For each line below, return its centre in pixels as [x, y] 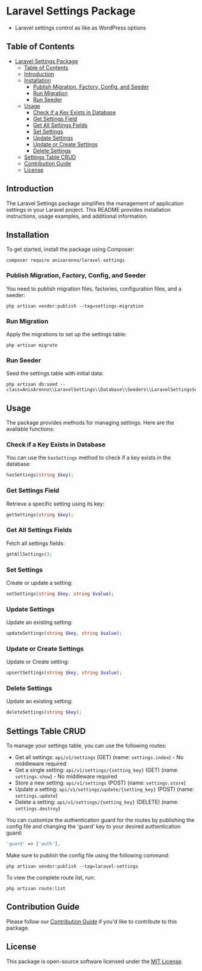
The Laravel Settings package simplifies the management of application [95, 203]
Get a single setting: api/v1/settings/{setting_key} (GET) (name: [97, 770]
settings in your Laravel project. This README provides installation [89, 209]
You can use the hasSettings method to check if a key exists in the [89, 458]
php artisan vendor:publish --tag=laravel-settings [72, 866]
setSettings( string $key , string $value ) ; [60, 594]
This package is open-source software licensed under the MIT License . [95, 961]
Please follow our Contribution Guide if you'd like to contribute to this [92, 921]
